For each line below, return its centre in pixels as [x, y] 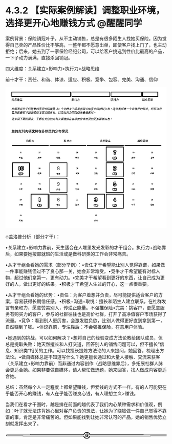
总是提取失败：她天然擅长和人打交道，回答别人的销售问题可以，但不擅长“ [83, 344]
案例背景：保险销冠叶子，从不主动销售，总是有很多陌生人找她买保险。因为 [84, 38]
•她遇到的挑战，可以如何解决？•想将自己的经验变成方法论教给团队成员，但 [84, 338]
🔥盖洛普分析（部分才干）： [33, 237]
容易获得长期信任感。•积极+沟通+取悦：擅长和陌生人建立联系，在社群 [88, 301]
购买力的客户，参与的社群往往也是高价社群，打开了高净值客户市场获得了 [90, 314]
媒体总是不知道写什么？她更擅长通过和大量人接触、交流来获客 [95, 357]
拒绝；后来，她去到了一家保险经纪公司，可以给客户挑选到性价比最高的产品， [86, 51]
